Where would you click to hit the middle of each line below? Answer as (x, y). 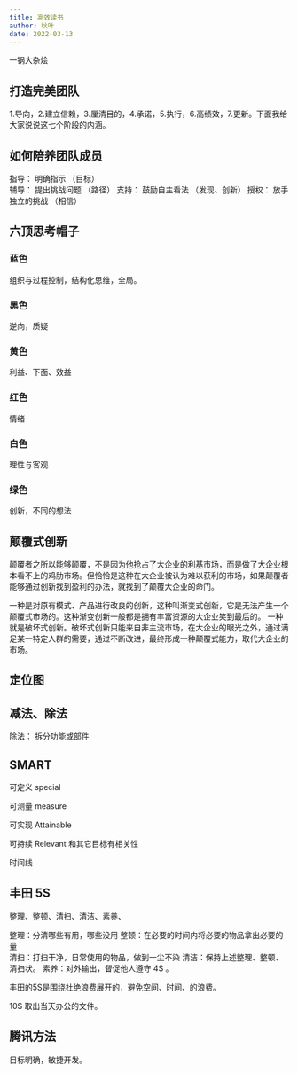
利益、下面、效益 (40, 372)
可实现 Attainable (41, 825)
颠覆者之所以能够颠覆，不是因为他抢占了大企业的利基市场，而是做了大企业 (145, 564)
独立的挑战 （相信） (45, 201)
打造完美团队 (44, 91)
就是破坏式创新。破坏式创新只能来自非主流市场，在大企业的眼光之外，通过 (145, 627)
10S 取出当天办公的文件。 (56, 1006)
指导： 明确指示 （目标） (54, 179)
